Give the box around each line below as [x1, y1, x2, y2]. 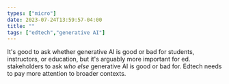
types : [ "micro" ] [7, 10, 57, 17]
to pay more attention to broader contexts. [7, 70, 126, 78]
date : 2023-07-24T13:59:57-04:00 [7, 16, 103, 23]
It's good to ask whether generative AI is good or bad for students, [7, 48, 195, 56]
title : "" [7, 23, 36, 29]
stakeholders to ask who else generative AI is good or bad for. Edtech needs [7, 62, 222, 70]
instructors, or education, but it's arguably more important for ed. [7, 55, 191, 64]
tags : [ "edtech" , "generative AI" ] [7, 29, 106, 36]
